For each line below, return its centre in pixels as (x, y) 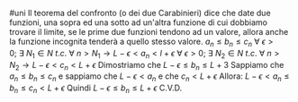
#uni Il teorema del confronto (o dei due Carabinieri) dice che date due (140, 13)
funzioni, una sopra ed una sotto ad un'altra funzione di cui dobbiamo (139, 22)
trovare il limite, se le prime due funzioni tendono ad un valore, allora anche (149, 32)
